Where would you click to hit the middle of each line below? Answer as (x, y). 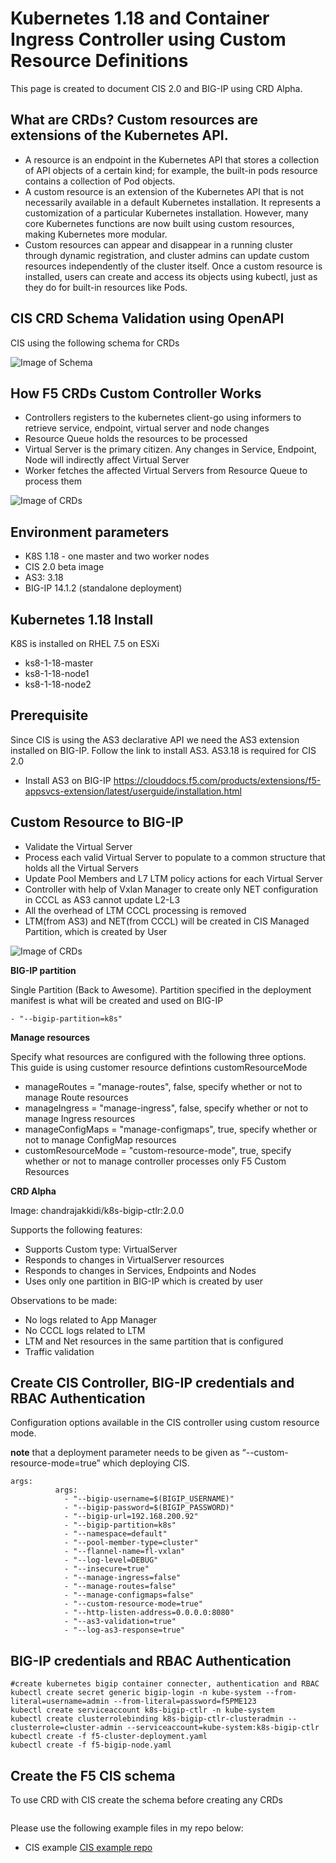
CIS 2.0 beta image (64, 567)
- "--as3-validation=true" (120, 1622)
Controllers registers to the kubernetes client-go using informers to (163, 418)
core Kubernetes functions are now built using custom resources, (159, 223)
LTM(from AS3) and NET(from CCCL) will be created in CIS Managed (167, 921)
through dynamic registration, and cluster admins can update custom (167, 255)
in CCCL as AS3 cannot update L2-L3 (102, 899)
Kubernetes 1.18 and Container (140, 18)
